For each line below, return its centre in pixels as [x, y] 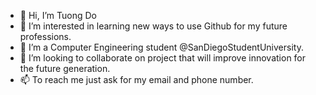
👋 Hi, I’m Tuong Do [58, 15]
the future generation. [65, 68]
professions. [45, 36]
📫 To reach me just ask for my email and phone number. [136, 79]
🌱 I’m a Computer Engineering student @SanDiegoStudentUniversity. [161, 47]
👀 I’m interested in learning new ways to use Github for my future [153, 26]
